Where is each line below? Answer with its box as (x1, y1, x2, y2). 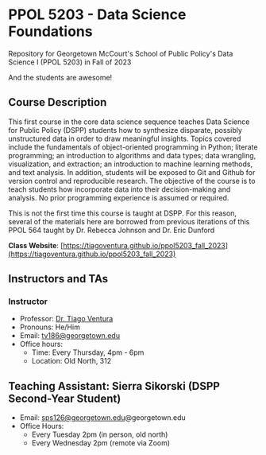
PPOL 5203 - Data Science (8, 6, 187, 24)
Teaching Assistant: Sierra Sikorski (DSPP (8, 379, 221, 393)
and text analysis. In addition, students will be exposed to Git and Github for (8, 167, 256, 177)
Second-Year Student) (8, 391, 121, 405)
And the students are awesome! (8, 72, 113, 82)
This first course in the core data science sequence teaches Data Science (8, 117, 250, 126)
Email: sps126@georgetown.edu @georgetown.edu (19, 413, 186, 422)
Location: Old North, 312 (31, 356, 112, 366)
